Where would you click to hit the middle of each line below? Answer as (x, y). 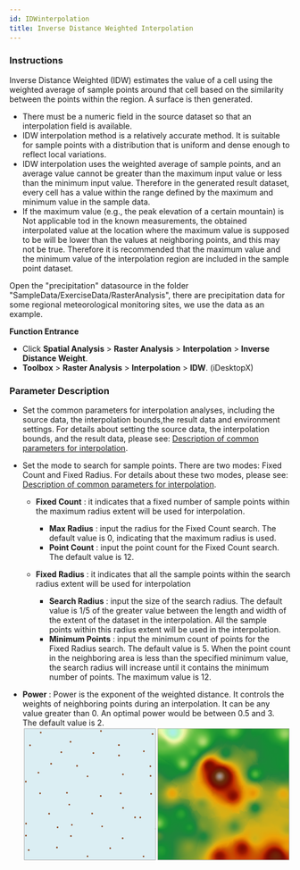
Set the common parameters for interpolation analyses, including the (148, 410)
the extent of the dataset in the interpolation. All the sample (158, 620)
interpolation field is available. (77, 126)
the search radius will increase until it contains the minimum (159, 668)
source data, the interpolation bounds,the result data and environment (151, 420)
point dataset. (48, 268)
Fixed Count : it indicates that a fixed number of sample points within (162, 502)
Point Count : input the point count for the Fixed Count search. (164, 548)
